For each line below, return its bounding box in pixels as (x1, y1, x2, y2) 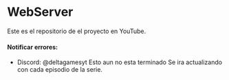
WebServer (7, 4, 74, 20)
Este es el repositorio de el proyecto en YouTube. (7, 27, 146, 35)
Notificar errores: (7, 43, 58, 51)
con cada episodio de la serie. (17, 66, 103, 74)
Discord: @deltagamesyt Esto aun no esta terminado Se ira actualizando (17, 58, 222, 66)
